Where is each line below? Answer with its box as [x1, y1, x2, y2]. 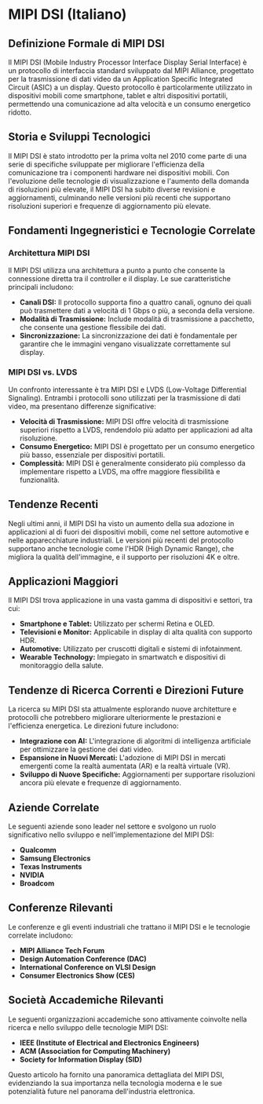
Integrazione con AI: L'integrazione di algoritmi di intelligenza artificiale [19, 737, 251, 746]
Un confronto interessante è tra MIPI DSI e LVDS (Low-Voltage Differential [8, 385, 247, 394]
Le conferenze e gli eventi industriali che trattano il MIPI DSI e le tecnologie [8, 922, 250, 931]
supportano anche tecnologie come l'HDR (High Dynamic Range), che [8, 543, 234, 553]
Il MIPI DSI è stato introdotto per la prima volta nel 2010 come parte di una [8, 151, 247, 160]
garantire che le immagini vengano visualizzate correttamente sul [19, 339, 231, 349]
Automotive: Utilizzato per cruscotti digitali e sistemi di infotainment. [19, 644, 243, 653]
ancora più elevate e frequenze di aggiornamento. [19, 778, 182, 788]
